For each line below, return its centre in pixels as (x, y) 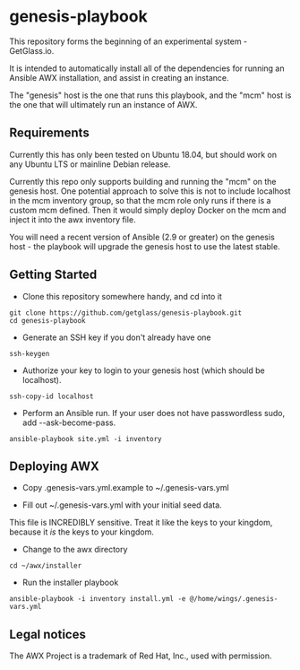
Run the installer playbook (70, 583)
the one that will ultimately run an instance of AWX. (103, 104)
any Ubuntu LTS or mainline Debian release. (90, 164)
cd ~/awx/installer (46, 566)
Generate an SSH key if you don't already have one (116, 337)
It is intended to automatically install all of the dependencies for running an (147, 68)
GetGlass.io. (32, 50)
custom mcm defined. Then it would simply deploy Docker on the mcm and (148, 210)
